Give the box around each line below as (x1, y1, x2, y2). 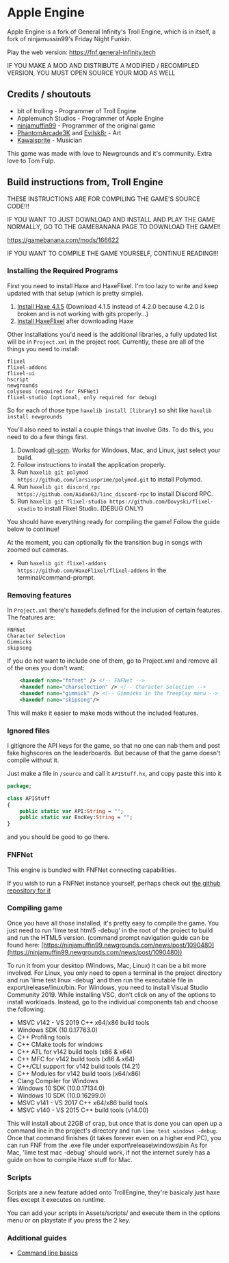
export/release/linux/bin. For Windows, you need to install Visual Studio (7, 983, 208, 991)
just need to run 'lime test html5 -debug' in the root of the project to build (7, 926, 213, 934)
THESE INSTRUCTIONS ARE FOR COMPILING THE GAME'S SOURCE (7, 194, 200, 203)
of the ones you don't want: (7, 664, 85, 672)
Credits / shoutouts (7, 88, 91, 100)
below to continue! (7, 525, 59, 533)
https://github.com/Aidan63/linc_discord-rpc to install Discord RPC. (16, 489, 213, 498)
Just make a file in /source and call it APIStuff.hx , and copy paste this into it (7, 769, 221, 777)
